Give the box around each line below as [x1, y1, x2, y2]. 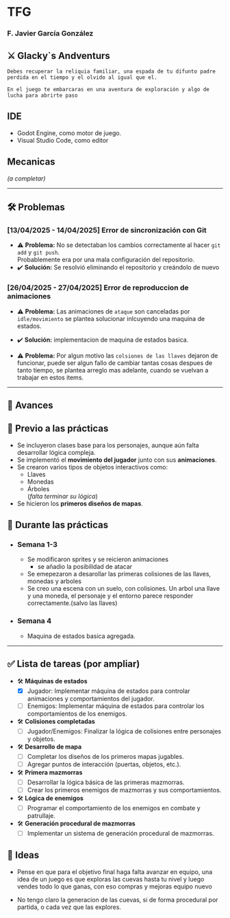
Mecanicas [7, 156, 56, 168]
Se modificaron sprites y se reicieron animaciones [27, 555, 169, 563]
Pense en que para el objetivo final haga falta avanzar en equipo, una [16, 867, 213, 875]
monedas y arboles [27, 577, 82, 585]
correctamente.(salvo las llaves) [27, 599, 118, 607]
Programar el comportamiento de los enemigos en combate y [27, 803, 201, 812]
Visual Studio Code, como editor [16, 136, 109, 144]
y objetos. [27, 735, 56, 743]
